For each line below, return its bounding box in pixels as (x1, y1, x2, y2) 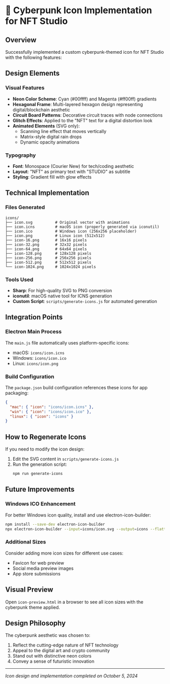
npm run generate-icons (12, 471, 63, 476)
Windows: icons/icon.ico (12, 355, 67, 361)
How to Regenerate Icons (5, 432, 87, 441)
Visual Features (5, 84, 45, 91)
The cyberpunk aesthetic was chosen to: (5, 632, 91, 638)
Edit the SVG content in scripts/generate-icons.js (12, 456, 119, 462)
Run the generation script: (12, 461, 67, 467)
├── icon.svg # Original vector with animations (5, 220, 130, 225)
